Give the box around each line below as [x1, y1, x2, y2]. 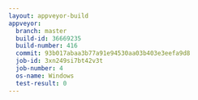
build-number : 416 [15, 42, 79, 50]
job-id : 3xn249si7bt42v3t [15, 57, 104, 65]
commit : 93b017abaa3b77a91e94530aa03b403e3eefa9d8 [15, 49, 191, 57]
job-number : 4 [15, 65, 63, 73]
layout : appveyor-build [8, 11, 89, 20]
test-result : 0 [15, 79, 67, 87]
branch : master [15, 27, 67, 35]
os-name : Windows [15, 72, 75, 80]
